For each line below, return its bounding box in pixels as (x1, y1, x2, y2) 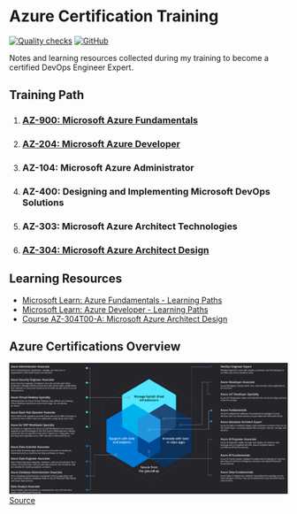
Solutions (21, 196, 65, 209)
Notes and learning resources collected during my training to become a (9, 52, 270, 63)
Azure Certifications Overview (9, 339, 181, 355)
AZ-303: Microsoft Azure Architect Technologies (21, 219, 238, 232)
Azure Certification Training (9, 6, 219, 27)
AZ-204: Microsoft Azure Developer (21, 138, 181, 150)
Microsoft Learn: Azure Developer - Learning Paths (21, 303, 209, 315)
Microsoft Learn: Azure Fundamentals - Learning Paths (21, 295, 223, 305)
